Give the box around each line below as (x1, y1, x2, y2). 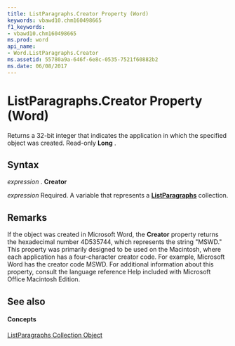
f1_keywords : (7, 23, 46, 30)
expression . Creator (7, 177, 67, 186)
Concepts (7, 315, 36, 323)
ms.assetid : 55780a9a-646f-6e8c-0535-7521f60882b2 (7, 56, 159, 63)
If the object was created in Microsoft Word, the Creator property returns (7, 230, 219, 239)
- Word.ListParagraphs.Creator (7, 50, 99, 57)
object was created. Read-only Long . (7, 139, 116, 147)
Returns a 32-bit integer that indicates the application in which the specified (7, 131, 227, 139)
